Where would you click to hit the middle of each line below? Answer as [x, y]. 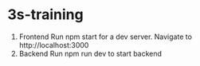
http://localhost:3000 [54, 45]
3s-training [46, 15]
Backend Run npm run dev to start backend [90, 53]
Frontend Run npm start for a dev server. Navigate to [106, 37]
